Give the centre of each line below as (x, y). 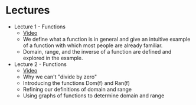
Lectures (28, 10)
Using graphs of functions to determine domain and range (94, 96)
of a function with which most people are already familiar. (93, 45)
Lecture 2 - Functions (40, 64)
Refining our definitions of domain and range (77, 89)
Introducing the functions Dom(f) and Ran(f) (76, 83)
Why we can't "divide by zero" (60, 77)
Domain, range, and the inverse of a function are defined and (97, 51)
